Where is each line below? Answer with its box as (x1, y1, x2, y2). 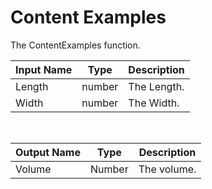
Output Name (15, 145, 81, 159)
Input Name (15, 62, 73, 76)
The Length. (128, 79, 185, 93)
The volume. (138, 162, 197, 176)
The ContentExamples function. (10, 39, 141, 51)
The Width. (128, 96, 180, 110)
